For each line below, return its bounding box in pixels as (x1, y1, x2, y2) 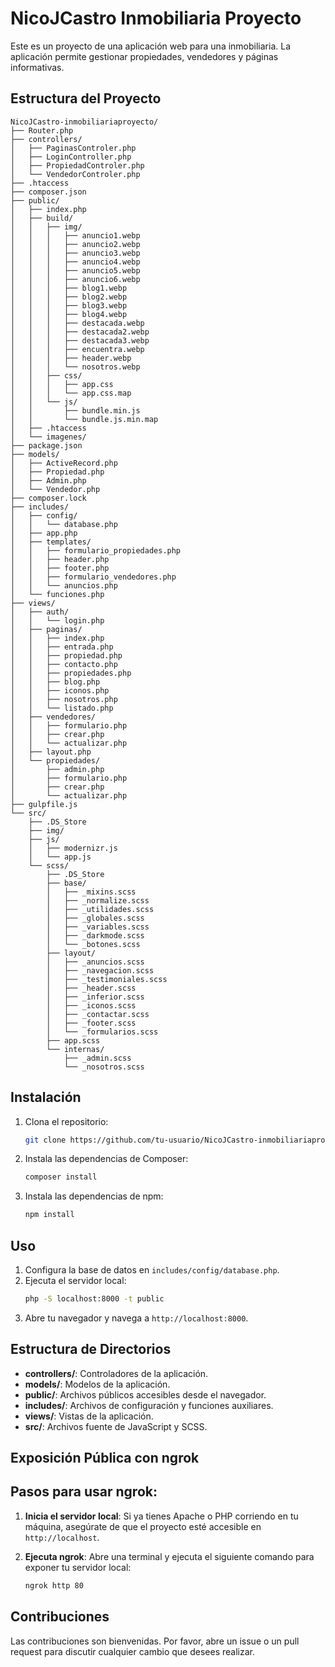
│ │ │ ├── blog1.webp (10, 283, 128, 293)
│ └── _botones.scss (46, 939, 141, 949)
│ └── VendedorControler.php (10, 169, 141, 179)
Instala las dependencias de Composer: (24, 1153, 189, 1165)
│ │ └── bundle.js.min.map (10, 414, 159, 424)
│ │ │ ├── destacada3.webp (10, 335, 150, 346)
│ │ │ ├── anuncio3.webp (10, 248, 141, 258)
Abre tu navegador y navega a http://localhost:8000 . (24, 1312, 249, 1324)
